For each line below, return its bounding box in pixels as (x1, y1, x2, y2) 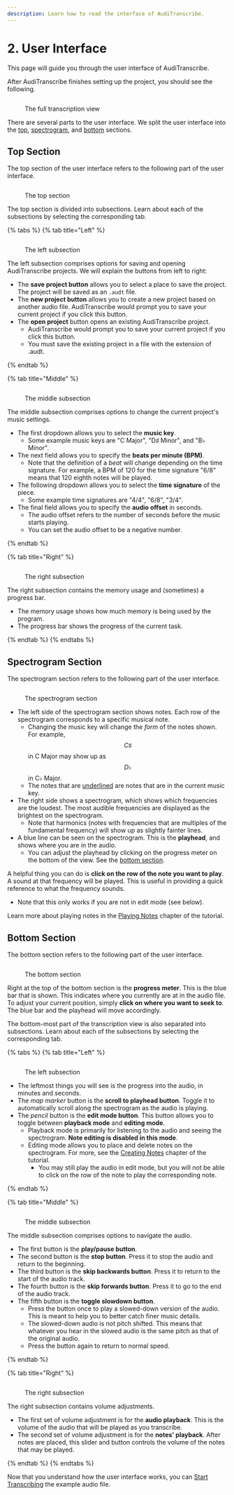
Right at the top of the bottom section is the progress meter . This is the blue (7, 984, 227, 992)
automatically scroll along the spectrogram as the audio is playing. (17, 1104, 208, 1112)
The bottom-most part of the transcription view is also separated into (7, 1020, 206, 1028)
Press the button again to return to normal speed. (27, 1342, 170, 1350)
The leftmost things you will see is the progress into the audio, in (17, 1081, 204, 1090)
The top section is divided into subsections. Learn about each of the (7, 205, 204, 214)
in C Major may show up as (27, 752, 106, 760)
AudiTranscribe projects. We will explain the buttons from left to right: (7, 267, 207, 275)
